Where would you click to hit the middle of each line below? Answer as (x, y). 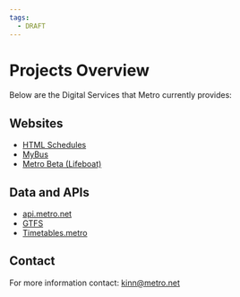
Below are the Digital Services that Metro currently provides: (121, 95)
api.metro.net (47, 214)
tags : (19, 17)
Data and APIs (49, 192)
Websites (36, 123)
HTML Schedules (54, 145)
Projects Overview (79, 70)
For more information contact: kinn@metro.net (95, 283)
